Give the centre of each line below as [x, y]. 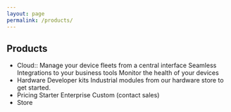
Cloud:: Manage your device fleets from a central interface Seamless [117, 65]
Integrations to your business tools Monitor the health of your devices [118, 73]
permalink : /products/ [40, 20]
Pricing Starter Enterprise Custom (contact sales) [88, 95]
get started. [33, 87]
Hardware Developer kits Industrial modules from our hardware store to [120, 80]
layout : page [26, 14]
